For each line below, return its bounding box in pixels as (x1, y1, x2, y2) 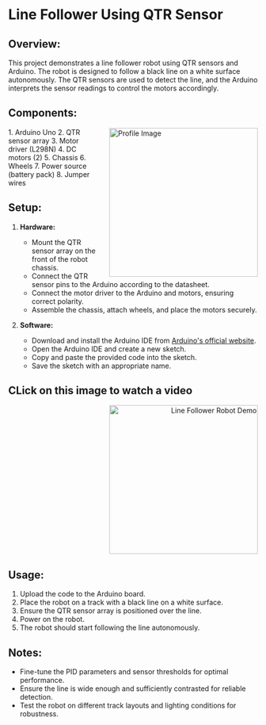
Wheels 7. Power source (8, 161, 87, 171)
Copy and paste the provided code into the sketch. (31, 352, 197, 362)
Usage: (8, 568, 45, 581)
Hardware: (19, 222, 55, 232)
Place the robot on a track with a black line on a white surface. (19, 597, 223, 608)
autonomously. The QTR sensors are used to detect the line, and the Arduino (8, 75, 258, 84)
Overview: (8, 37, 61, 51)
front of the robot (31, 254, 89, 263)
